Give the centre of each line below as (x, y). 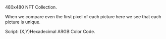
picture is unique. (23, 22)
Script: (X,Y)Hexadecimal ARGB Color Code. (50, 31)
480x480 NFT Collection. (31, 7)
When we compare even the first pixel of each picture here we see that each (83, 17)
